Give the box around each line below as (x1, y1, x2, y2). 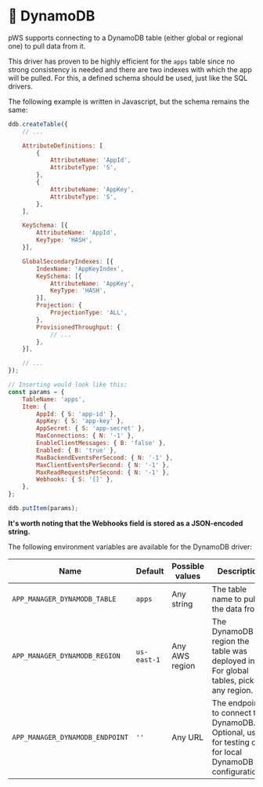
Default (135, 565, 164, 576)
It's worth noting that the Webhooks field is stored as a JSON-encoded (8, 518, 243, 528)
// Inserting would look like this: (8, 381, 128, 389)
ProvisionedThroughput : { (36, 323, 121, 331)
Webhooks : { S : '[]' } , (36, 475, 113, 483)
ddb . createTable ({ (8, 120, 68, 128)
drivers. (8, 82, 33, 91)
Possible (171, 560, 205, 571)
